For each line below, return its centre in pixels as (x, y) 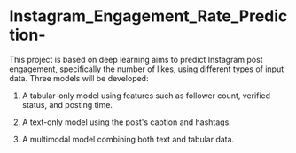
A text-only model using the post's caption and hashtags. (127, 122)
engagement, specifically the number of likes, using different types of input (147, 69)
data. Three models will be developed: (79, 78)
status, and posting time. (67, 104)
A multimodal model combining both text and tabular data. (128, 139)
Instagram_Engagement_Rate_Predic (148, 16)
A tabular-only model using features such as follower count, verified (146, 96)
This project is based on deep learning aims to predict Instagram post (136, 59)
